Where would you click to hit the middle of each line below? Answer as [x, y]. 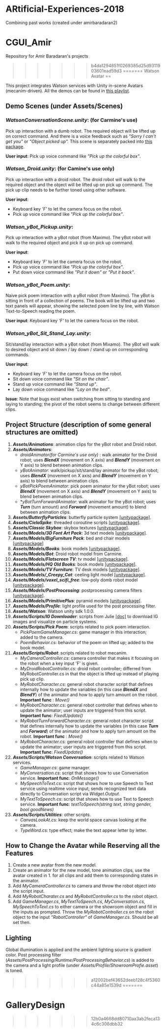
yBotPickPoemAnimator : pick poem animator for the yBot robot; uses [90, 486]
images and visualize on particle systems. [55, 622]
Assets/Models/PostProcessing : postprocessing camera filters [77, 590]
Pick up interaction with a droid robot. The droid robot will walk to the [75, 179]
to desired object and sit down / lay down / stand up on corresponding [77, 349]
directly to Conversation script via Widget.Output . [70, 793]
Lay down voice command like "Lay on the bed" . [62, 389]
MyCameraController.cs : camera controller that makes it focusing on [89, 658]
